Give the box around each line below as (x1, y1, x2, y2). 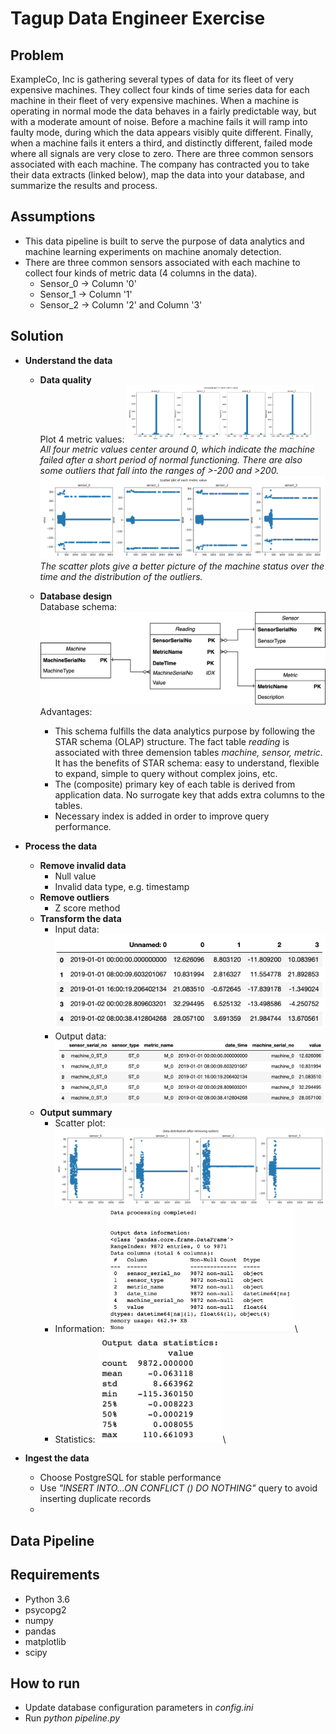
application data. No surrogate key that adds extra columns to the (54, 788, 325, 801)
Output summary (39, 1107, 113, 1119)
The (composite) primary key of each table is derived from (54, 778, 296, 790)
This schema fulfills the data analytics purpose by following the (54, 725, 316, 737)
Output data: (54, 1030, 107, 1042)
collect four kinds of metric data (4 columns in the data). (24, 267, 258, 279)
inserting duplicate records (39, 1493, 152, 1505)
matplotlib (24, 1635, 67, 1647)
